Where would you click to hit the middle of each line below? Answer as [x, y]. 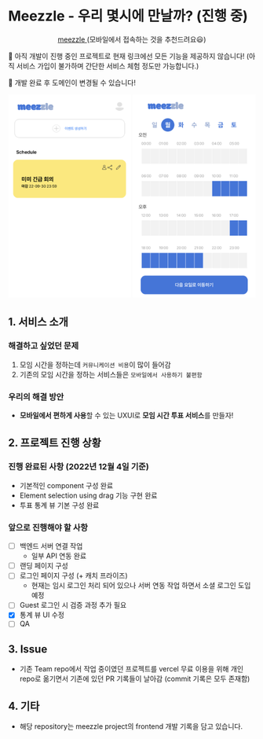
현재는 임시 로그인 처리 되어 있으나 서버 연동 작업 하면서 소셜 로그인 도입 [141, 586]
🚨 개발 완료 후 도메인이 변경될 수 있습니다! [72, 83]
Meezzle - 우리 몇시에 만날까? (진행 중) [128, 16]
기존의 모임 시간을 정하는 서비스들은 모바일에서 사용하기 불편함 [111, 374]
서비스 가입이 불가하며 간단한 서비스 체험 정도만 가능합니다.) [108, 66]
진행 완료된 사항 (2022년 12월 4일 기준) [79, 467]
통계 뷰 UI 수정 [42, 615]
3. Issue [28, 649]
